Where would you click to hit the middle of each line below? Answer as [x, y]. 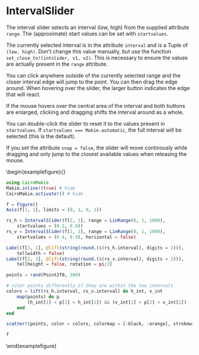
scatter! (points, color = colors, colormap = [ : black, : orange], [88, 324]
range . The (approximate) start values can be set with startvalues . [87, 33]
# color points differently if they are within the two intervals [90, 286]
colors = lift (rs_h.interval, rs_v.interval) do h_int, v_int [84, 292]
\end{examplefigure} [32, 346]
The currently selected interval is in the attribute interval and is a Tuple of [97, 45]
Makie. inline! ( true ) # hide [41, 188]
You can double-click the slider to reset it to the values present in [86, 123]
